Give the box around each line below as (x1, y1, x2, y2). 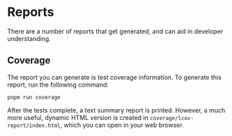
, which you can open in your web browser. (60, 121, 184, 129)
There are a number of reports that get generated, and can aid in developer (7, 27, 224, 35)
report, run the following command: (7, 80, 109, 89)
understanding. (7, 34, 51, 42)
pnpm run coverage (7, 94, 61, 101)
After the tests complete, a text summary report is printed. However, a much (7, 105, 226, 114)
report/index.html (7, 122, 61, 129)
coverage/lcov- (149, 114, 194, 121)
